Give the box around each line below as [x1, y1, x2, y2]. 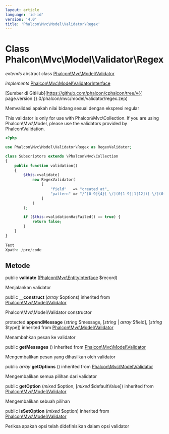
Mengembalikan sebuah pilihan [5, 398, 70, 404]
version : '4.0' [5, 17, 37, 22]
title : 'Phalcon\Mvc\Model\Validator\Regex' [5, 21, 100, 27]
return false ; [32, 219, 62, 225]
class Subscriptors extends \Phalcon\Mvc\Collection [5, 153, 119, 159]
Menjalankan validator [5, 285, 51, 291]
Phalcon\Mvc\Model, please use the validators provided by [5, 121, 128, 127]
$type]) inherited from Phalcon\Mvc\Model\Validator [5, 324, 114, 331]
